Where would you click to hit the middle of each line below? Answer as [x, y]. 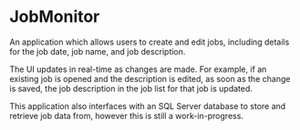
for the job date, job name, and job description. [98, 51]
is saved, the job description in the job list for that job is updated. [131, 88]
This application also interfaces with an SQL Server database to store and [148, 105]
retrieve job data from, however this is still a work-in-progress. [127, 115]
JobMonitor [55, 17]
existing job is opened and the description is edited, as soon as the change [150, 78]
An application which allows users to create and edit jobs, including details [150, 42]
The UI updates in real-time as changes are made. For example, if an [138, 69]
